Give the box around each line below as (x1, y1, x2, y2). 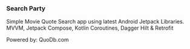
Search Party (6, 4, 46, 13)
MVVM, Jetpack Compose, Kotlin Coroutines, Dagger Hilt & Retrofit (6, 24, 174, 31)
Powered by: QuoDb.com (6, 36, 69, 44)
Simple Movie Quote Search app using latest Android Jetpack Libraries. (6, 18, 185, 25)
